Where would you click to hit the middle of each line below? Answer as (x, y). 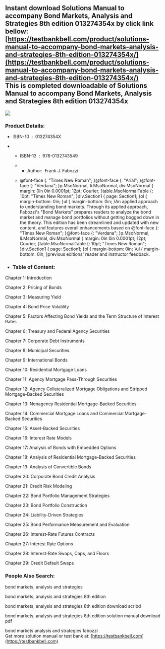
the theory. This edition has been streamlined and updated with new (89, 222)
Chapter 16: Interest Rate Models (38, 438)
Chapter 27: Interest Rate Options (39, 544)
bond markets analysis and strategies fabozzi (52, 631)
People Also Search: (30, 576)
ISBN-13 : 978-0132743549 (49, 156)
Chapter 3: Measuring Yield (33, 297)
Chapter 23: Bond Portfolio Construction (46, 505)
